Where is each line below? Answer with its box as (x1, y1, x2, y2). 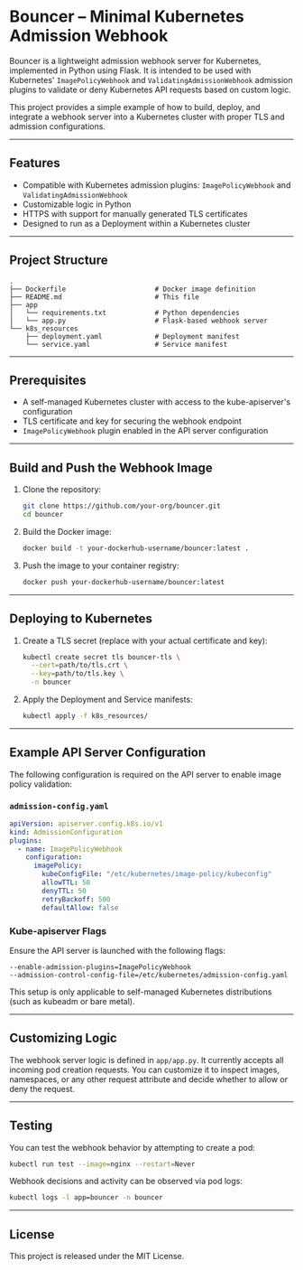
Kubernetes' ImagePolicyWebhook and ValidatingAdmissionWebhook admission (9, 74, 293, 85)
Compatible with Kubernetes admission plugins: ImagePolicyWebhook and (22, 179, 291, 191)
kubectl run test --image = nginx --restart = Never (9, 1159, 196, 1169)
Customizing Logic (9, 1031, 117, 1046)
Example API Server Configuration (9, 745, 207, 761)
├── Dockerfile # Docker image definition (9, 285, 256, 294)
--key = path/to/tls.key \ (31, 669, 124, 678)
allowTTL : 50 (41, 878, 91, 887)
